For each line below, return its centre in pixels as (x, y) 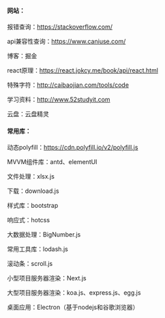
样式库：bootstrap (33, 206)
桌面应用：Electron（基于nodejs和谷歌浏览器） (73, 307)
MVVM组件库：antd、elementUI (52, 162)
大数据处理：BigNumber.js (44, 235)
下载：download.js (33, 191)
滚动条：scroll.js (30, 264)
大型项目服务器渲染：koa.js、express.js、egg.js (74, 293)
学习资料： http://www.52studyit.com (59, 100)
